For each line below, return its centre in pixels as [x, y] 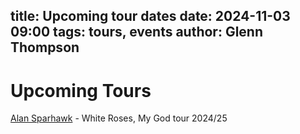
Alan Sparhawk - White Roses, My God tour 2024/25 [119, 118]
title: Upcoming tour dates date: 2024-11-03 [150, 16]
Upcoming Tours [81, 90]
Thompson [45, 47]
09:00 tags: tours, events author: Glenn [137, 32]
